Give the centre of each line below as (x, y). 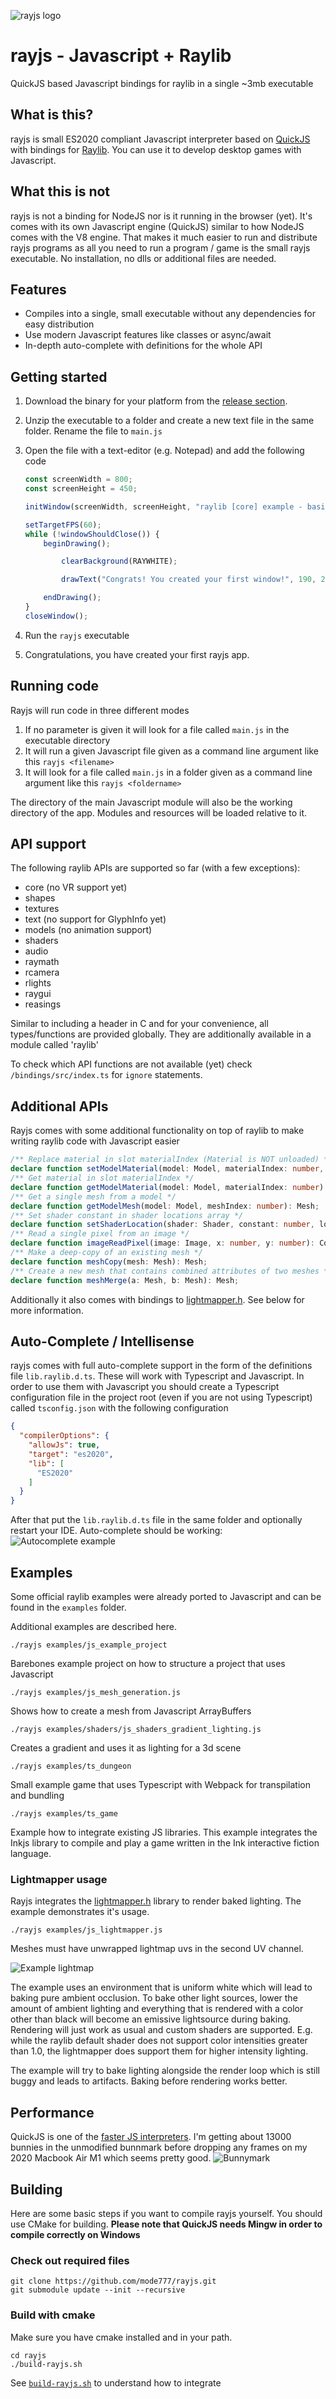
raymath (42, 962)
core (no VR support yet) (76, 887)
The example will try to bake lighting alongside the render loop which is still (165, 2071)
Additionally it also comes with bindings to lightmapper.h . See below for (157, 1299)
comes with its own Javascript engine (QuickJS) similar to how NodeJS (157, 226)
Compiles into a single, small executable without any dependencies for (170, 314)
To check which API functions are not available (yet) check (131, 1064)
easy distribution (59, 324)
